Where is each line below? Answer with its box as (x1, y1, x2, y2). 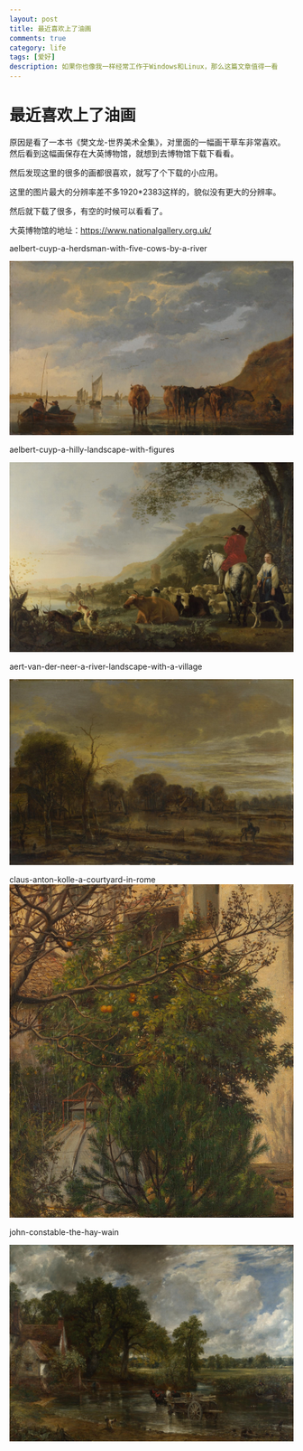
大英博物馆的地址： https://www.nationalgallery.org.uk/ (9, 224, 212, 235)
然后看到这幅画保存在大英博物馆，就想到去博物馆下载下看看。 (9, 147, 239, 158)
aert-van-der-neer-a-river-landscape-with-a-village (9, 661, 203, 673)
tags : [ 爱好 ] (9, 52, 56, 62)
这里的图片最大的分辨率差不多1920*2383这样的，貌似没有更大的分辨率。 (9, 186, 281, 197)
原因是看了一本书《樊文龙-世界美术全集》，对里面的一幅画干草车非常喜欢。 (9, 137, 286, 147)
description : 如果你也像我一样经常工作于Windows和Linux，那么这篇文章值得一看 (9, 62, 279, 71)
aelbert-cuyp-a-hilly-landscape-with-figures (9, 444, 175, 456)
